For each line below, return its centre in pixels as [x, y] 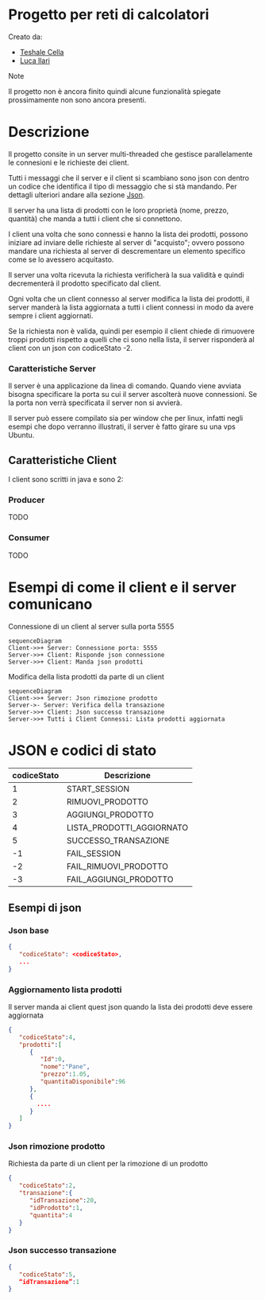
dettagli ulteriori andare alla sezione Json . [77, 195]
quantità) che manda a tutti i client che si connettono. [95, 218]
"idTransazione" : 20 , [63, 1201]
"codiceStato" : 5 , [48, 1275]
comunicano [50, 604]
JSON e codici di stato [83, 750]
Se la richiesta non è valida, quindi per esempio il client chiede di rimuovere [132, 331]
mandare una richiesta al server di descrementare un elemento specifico [127, 251]
